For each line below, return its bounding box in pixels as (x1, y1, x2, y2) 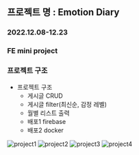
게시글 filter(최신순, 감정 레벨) (27, 100, 108, 108)
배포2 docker (27, 126, 64, 134)
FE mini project (7, 46, 58, 56)
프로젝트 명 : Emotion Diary (7, 6, 120, 19)
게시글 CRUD (27, 92, 63, 100)
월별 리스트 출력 (27, 109, 70, 117)
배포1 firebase (27, 117, 66, 125)
